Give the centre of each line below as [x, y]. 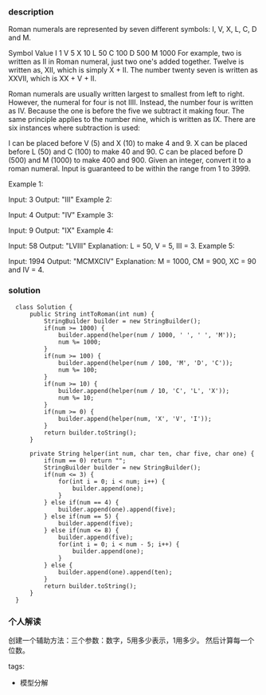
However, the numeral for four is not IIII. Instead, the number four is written [131, 103]
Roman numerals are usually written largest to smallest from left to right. [127, 94]
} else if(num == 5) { [81, 516]
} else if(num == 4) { [81, 502]
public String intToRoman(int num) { [92, 314]
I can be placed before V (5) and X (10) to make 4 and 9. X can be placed [128, 143]
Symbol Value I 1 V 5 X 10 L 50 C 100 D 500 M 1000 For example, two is [125, 53]
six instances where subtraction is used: [74, 128]
